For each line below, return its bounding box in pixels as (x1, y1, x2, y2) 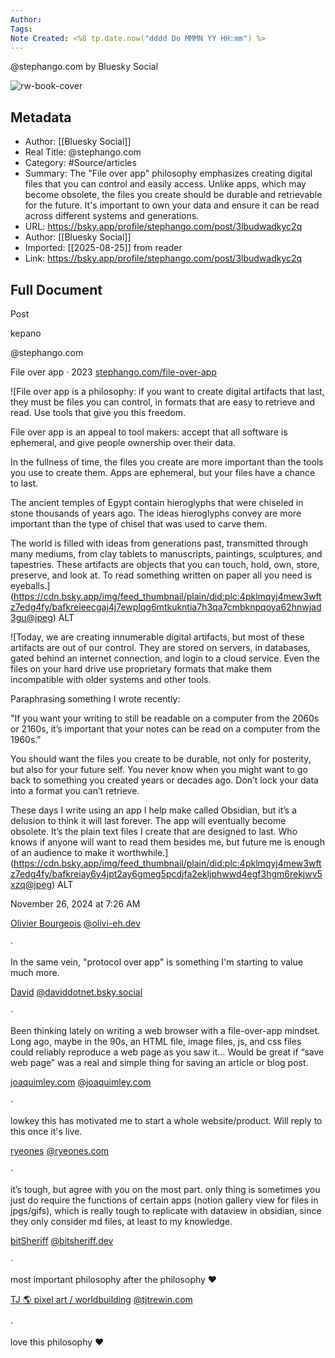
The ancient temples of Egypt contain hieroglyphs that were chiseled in (10, 497, 304, 508)
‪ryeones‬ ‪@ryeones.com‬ (10, 1145, 110, 1156)
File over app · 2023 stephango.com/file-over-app (10, 366, 217, 378)
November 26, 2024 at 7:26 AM (10, 898, 141, 910)
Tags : (10, 24, 33, 34)
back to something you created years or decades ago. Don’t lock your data (10, 774, 319, 786)
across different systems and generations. (24, 210, 200, 222)
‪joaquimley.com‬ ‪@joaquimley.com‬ (10, 1076, 152, 1088)
